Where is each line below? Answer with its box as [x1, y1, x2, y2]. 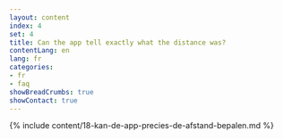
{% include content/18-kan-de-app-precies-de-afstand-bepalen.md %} [9, 120, 275, 131]
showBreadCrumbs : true [9, 87, 94, 96]
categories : [9, 63, 54, 72]
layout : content [9, 12, 70, 22]
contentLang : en [9, 46, 70, 55]
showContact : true [9, 95, 78, 105]
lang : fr [9, 54, 42, 63]
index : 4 [9, 21, 42, 30]
